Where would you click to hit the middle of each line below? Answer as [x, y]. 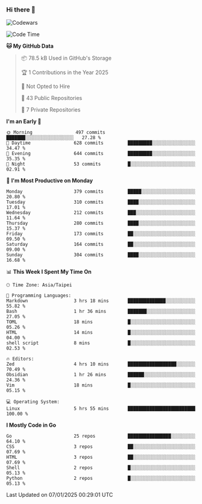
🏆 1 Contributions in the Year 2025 [65, 72]
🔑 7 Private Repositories [51, 110]
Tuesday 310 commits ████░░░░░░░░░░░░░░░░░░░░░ [101, 202]
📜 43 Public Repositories [52, 98]
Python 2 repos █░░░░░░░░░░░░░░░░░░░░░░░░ [101, 479]
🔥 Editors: [20, 359]
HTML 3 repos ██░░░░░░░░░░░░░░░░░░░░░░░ [101, 458]
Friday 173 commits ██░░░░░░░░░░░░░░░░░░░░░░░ [101, 234]
